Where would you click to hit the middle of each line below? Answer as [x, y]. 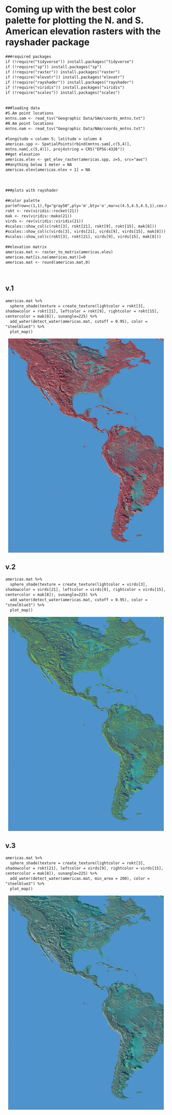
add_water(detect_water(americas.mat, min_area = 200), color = [80, 879]
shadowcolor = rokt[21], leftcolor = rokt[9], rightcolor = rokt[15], [82, 311]
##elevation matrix [26, 247]
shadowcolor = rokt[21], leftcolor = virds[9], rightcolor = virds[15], [84, 868]
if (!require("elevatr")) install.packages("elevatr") [65, 77]
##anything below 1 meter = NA [39, 165]
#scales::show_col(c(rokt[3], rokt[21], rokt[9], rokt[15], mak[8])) [81, 226]
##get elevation [23, 154]
